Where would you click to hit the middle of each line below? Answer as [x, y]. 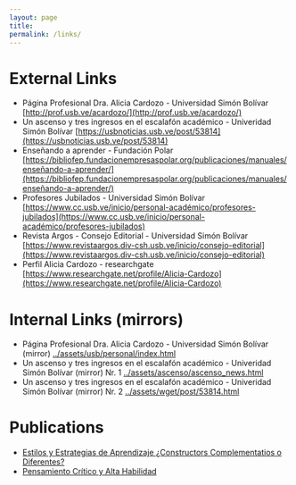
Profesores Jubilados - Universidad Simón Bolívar [113, 198]
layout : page [33, 17]
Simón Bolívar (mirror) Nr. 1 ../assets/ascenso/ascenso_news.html [143, 372]
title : [21, 26]
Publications [57, 427]
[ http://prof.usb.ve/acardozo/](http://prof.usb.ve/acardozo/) [132, 113]
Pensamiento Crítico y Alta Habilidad [90, 472]
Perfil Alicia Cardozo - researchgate [88, 264]
